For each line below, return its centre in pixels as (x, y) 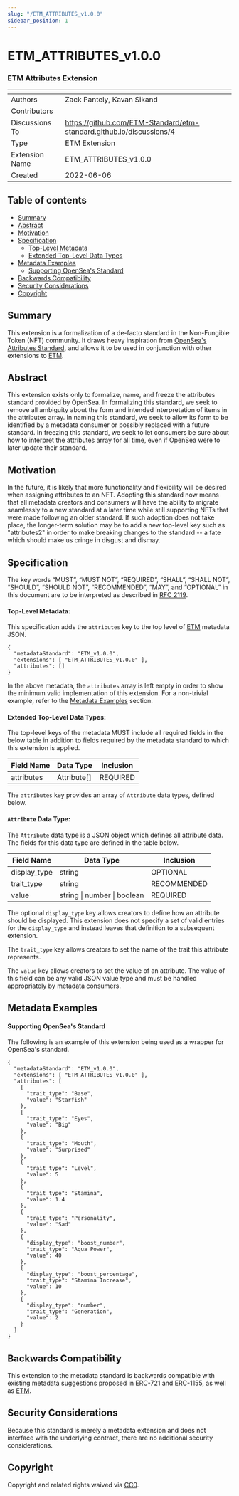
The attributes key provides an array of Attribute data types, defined (111, 795)
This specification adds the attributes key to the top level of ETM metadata (118, 627)
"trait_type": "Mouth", (62, 1144)
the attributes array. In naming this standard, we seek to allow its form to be (118, 418)
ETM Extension (90, 143)
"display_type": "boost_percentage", (82, 1275)
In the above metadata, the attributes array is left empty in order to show (116, 686)
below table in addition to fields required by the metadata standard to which (118, 740)
